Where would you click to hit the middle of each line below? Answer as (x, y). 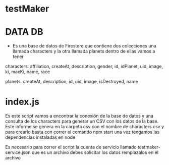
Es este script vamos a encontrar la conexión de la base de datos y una (79, 116)
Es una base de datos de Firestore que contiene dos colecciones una (84, 46)
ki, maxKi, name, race (28, 72)
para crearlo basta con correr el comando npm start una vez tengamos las (82, 132)
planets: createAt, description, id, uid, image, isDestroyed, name (72, 82)
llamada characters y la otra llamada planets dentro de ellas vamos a (84, 51)
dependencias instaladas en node (40, 137)
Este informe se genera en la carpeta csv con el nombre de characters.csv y (85, 127)
